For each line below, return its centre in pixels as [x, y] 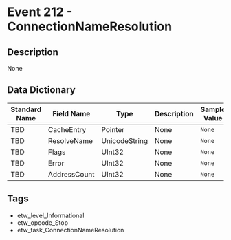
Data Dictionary [41, 90]
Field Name [71, 113]
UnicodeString [125, 140]
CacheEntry [67, 129]
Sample [213, 109]
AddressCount [71, 174]
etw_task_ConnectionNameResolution [70, 230]
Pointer [113, 129]
